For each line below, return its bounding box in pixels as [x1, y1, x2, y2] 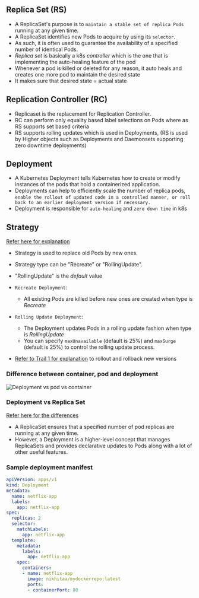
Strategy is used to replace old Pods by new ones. [14, 249, 138, 257]
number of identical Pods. [14, 46, 78, 53]
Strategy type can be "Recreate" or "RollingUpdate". [14, 261, 143, 268]
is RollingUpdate [23, 331, 64, 338]
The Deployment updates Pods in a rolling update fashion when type [23, 325, 192, 332]
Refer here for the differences [6, 412, 79, 419]
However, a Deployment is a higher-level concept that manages [14, 435, 170, 443]
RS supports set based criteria [14, 123, 89, 130]
